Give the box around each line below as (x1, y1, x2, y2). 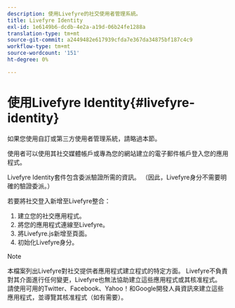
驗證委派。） (19, 181, 54, 190)
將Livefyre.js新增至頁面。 (17, 229, 91, 238)
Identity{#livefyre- (83, 94, 195, 110)
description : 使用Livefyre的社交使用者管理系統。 (7, 10, 142, 18)
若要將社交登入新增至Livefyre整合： (7, 196, 111, 205)
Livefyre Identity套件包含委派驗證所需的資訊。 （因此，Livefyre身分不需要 (7, 173, 221, 181)
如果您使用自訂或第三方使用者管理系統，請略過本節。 (7, 134, 161, 143)
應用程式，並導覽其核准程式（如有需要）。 (7, 293, 128, 301)
